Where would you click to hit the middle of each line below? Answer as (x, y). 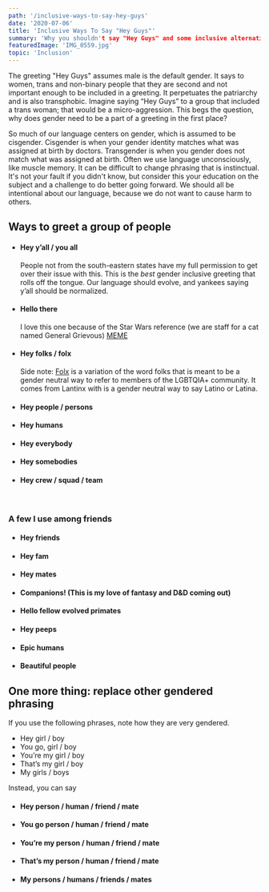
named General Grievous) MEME (74, 335)
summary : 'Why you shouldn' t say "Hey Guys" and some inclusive (118, 38)
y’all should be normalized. (64, 291)
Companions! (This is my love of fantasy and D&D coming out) (125, 593)
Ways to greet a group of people (90, 227)
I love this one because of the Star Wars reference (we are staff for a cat (139, 327)
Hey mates (38, 574)
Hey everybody (46, 443)
